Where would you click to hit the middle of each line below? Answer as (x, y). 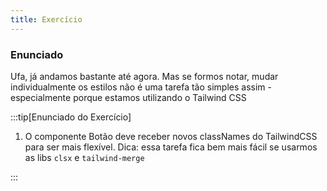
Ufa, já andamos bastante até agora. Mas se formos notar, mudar (144, 76)
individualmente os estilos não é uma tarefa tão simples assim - (141, 87)
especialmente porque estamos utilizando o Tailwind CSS (128, 97)
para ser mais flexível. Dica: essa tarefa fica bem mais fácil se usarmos (171, 147)
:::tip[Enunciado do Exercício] (71, 117)
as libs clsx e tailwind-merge (84, 157)
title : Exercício (46, 19)
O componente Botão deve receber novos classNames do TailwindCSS (171, 136)
